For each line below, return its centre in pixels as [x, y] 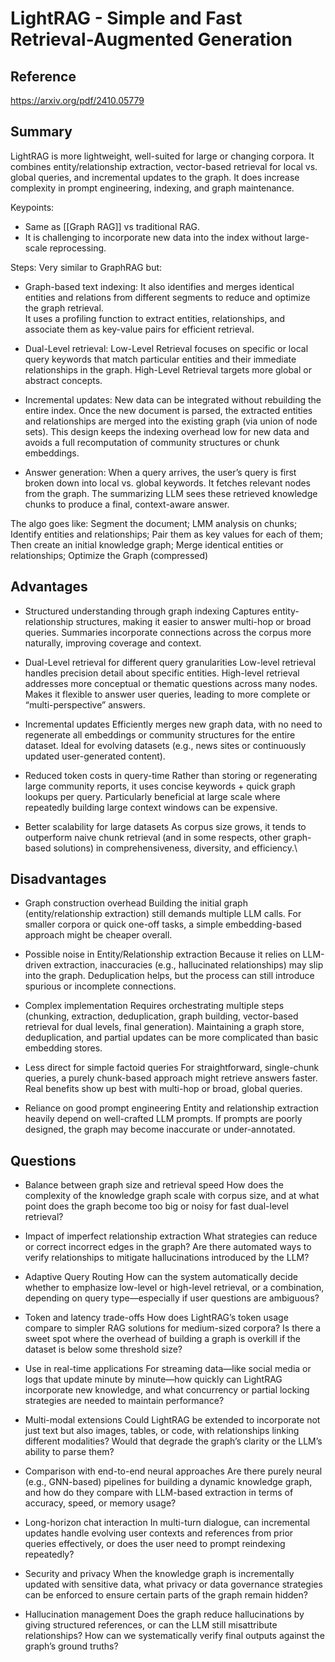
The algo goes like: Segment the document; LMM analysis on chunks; [154, 523]
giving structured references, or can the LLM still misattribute [151, 1625]
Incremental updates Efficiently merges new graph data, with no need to [173, 724]
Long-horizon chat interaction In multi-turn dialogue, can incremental [167, 1523]
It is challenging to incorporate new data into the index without [153, 237]
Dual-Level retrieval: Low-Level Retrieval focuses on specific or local [166, 348]
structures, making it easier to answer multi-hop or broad [193, 621]
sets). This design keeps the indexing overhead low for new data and [167, 431]
